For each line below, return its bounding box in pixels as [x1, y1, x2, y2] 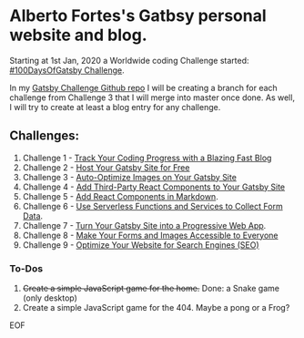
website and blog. [9, 25, 147, 46]
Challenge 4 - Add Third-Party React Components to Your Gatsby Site [22, 181, 285, 192]
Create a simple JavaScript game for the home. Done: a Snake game [22, 283, 280, 294]
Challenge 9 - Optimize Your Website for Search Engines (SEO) [22, 239, 259, 251]
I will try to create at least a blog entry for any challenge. [9, 101, 221, 112]
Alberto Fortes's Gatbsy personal [9, 5, 267, 26]
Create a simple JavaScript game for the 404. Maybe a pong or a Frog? [22, 302, 290, 313]
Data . [22, 210, 44, 221]
